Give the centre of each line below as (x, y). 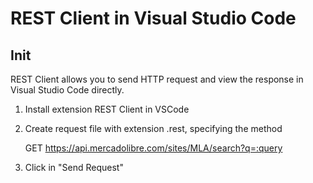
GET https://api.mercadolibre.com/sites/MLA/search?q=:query (153, 148)
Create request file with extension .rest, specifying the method (153, 128)
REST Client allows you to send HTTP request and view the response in (157, 79)
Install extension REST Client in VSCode (107, 109)
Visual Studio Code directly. (67, 90)
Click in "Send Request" (74, 167)
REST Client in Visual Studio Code (153, 18)
